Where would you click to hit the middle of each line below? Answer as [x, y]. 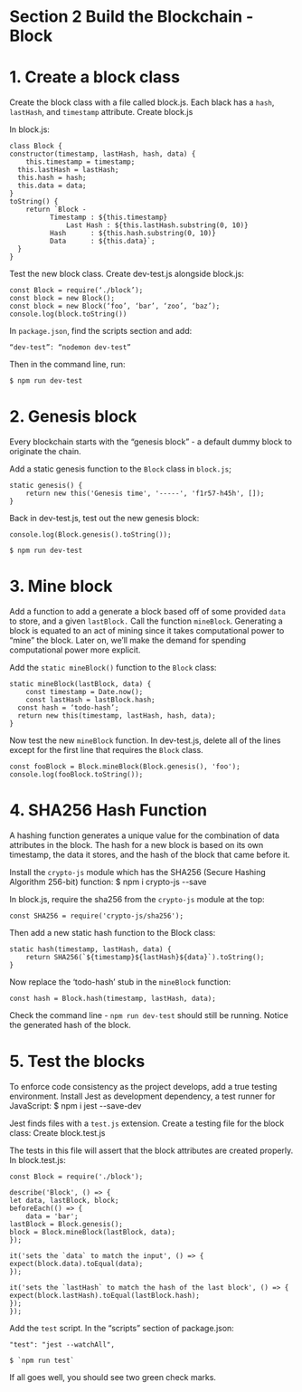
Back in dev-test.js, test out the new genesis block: [104, 519]
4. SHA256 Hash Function [109, 810]
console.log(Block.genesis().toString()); [90, 535]
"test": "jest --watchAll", [62, 1344]
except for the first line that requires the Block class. [106, 750]
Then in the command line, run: [67, 365]
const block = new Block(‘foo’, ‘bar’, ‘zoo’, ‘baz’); [115, 306]
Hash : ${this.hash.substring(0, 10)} [133, 234]
